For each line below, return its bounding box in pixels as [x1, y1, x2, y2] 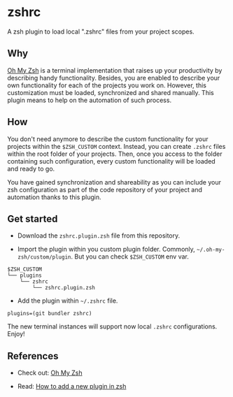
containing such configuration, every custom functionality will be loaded [7, 157, 216, 165]
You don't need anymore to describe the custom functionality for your [7, 134, 209, 143]
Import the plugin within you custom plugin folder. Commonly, [17, 245, 196, 254]
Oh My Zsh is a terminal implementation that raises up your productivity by [7, 66, 223, 74]
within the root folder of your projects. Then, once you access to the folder [7, 150, 223, 158]
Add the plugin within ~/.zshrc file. [17, 296, 118, 305]
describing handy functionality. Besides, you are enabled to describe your [7, 73, 220, 82]
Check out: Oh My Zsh [17, 368, 83, 377]
